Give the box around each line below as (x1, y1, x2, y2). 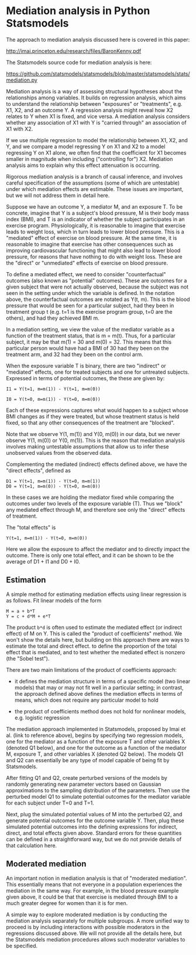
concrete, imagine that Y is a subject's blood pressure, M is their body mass (6, 209, 189, 216)
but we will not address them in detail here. (6, 192, 110, 199)
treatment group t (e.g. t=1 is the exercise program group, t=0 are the (6, 308, 173, 315)
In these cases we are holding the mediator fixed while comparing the (6, 494, 174, 501)
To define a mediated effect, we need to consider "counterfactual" (6, 270, 166, 277)
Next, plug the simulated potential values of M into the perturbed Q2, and (6, 810, 183, 817)
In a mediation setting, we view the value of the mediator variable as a (6, 326, 174, 333)
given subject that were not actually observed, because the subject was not (6, 283, 189, 290)
